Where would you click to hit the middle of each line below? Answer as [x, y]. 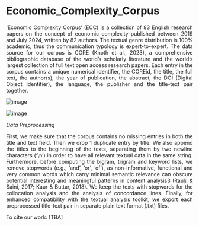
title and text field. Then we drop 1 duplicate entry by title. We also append [99, 142]
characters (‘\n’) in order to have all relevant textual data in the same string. [99, 155]
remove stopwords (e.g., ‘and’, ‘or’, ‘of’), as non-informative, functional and [99, 168]
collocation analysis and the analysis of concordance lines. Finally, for [99, 193]
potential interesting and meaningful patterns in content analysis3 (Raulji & [99, 180]
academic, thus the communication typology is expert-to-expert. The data [99, 46]
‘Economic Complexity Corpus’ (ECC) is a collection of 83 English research [99, 27]
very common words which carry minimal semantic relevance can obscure [99, 174]
